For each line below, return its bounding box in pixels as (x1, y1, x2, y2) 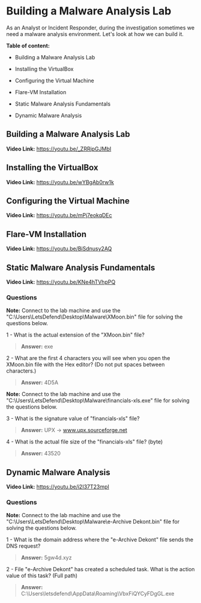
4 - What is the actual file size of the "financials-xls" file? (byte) (6, 438, 163, 445)
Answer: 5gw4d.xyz (20, 554, 72, 562)
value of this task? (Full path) (6, 572, 78, 580)
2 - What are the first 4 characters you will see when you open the (6, 355, 170, 362)
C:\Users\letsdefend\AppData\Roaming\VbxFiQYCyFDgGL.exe (20, 590, 175, 598)
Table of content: (6, 42, 50, 49)
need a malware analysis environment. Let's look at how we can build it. (6, 30, 184, 37)
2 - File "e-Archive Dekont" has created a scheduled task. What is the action (6, 566, 195, 573)
